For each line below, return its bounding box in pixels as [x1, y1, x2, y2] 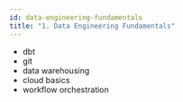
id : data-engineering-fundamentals [9, 13, 143, 22]
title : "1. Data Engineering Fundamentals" [9, 21, 176, 30]
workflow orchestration [22, 84, 110, 95]
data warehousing [22, 64, 90, 76]
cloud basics [22, 74, 70, 85]
